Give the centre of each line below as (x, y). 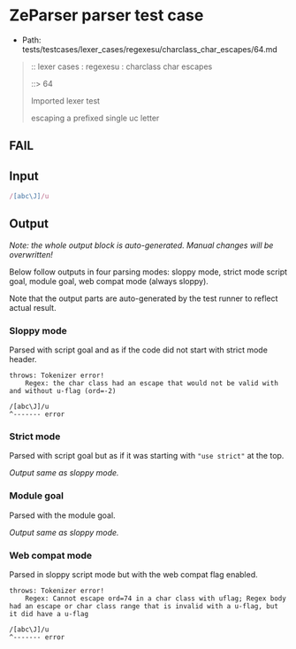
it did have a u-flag (49, 614)
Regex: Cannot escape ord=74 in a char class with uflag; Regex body (156, 599)
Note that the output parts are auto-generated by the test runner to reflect (144, 298)
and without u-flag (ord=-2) (63, 391)
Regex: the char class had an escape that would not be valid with (152, 383)
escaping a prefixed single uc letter (95, 118)
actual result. (33, 307)
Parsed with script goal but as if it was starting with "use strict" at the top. (147, 456)
